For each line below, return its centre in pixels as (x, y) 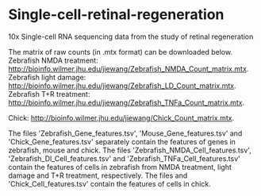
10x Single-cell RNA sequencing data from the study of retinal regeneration (131, 37)
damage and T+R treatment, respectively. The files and (98, 175)
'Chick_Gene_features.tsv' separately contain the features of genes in (122, 141)
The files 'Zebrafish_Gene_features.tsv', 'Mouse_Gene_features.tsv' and (125, 133)
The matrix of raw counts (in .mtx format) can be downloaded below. (120, 52)
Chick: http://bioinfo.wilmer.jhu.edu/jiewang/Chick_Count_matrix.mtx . (121, 117)
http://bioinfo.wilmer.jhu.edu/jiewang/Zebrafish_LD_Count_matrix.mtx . (122, 86)
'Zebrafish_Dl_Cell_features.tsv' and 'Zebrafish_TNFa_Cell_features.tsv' (124, 158)
